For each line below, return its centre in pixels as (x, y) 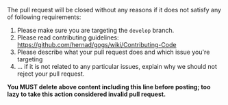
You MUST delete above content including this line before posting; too (109, 87)
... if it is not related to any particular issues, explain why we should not (117, 66)
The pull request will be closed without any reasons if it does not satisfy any (114, 10)
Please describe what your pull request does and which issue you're (113, 52)
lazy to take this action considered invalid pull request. (87, 94)
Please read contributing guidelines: (68, 37)
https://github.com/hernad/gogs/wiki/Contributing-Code (97, 45)
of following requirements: (44, 17)
